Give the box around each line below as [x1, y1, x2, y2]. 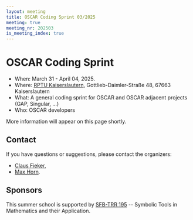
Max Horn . [14, 168, 40, 175]
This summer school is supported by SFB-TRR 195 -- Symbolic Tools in [6, 201, 178, 208]
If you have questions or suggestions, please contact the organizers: [6, 151, 172, 158]
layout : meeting [6, 8, 46, 15]
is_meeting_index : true [6, 31, 65, 36]
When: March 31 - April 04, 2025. [14, 75, 96, 82]
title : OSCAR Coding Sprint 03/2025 [6, 14, 96, 20]
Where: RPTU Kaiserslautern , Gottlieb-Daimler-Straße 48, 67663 [14, 82, 171, 89]
